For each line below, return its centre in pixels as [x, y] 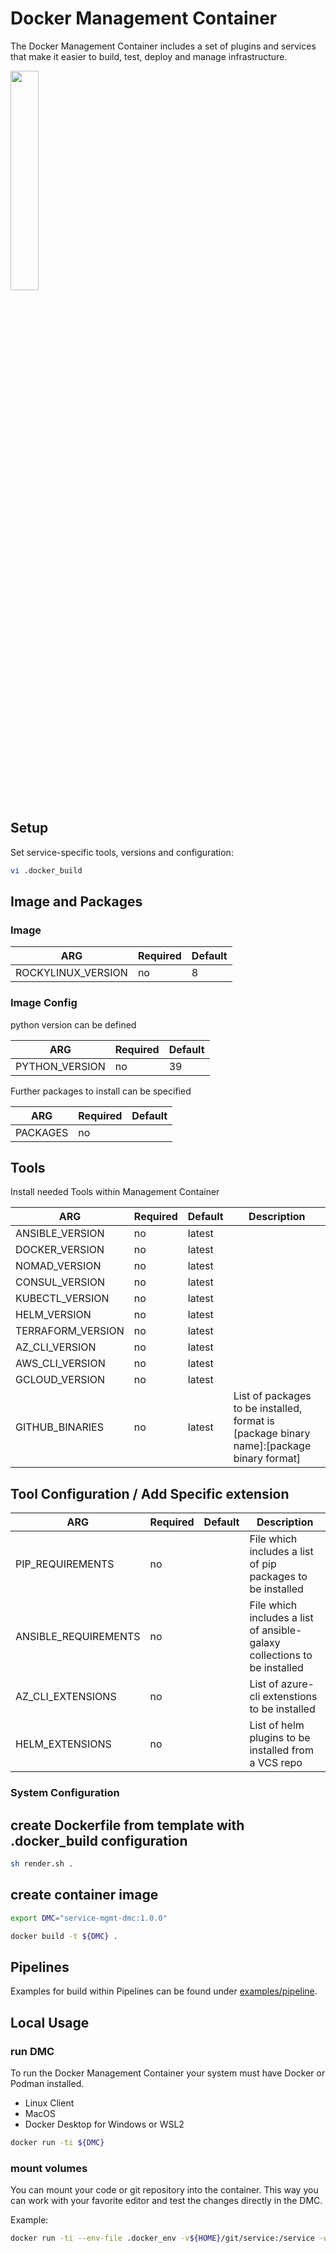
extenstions [290, 1697]
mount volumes [49, 2168]
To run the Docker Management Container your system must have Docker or [168, 2073]
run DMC [32, 2051]
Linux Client [49, 2103]
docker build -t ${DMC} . [64, 1936]
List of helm [277, 1725]
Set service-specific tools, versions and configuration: [122, 852]
